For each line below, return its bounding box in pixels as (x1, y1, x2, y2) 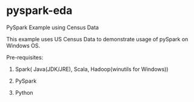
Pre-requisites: (6, 53, 44, 61)
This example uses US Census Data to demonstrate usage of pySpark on (6, 35, 189, 42)
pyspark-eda (6, 4, 73, 18)
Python (15, 89, 33, 96)
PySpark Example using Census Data (6, 24, 99, 31)
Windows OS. (6, 42, 41, 49)
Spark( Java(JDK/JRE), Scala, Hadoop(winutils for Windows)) (15, 65, 169, 73)
